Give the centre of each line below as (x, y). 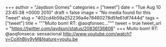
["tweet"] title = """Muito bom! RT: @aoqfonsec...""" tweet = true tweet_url (83, 23)
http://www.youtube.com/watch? (97, 34)
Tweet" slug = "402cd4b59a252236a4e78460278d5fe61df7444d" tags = (82, 18)
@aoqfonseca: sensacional (34, 34)
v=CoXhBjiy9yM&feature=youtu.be (42, 39)
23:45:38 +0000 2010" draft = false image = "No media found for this (78, 12)
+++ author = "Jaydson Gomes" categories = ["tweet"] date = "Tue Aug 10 (83, 7)
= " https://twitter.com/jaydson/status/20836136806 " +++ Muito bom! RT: (82, 28)
